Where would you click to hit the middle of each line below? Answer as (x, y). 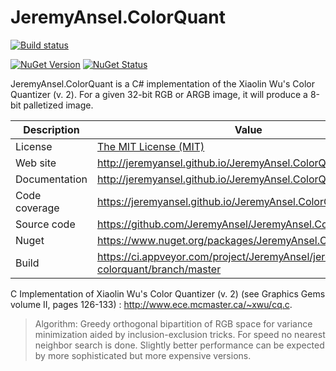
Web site (36, 163)
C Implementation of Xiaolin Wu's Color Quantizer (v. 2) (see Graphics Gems (168, 293)
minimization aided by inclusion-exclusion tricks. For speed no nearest (180, 334)
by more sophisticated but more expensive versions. (143, 355)
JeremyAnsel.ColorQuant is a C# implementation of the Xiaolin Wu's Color (162, 83)
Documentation (51, 179)
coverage (37, 208)
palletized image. (58, 105)
